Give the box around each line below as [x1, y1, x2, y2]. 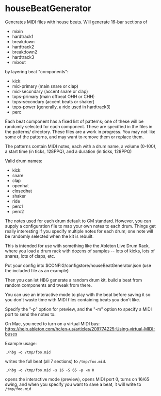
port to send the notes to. [5, 311, 56, 317]
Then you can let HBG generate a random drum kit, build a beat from [5, 277, 142, 283]
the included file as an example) [5, 267, 69, 273]
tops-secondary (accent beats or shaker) [12, 99, 95, 104]
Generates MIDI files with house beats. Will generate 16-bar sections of [5, 19, 147, 25]
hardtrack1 [12, 33, 33, 39]
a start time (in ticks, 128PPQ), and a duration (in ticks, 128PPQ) [5, 148, 132, 154]
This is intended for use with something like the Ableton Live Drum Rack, [5, 243, 150, 248]
